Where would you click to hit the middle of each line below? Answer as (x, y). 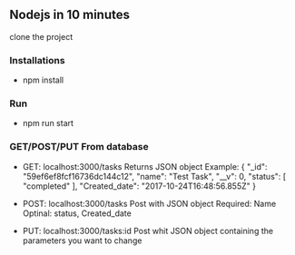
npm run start (48, 123)
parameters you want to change (82, 240)
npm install (43, 80)
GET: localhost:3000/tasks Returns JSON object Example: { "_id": (145, 166)
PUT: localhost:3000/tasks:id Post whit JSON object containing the (148, 230)
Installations (37, 60)
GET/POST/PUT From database (79, 147)
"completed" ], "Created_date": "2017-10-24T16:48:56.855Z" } (139, 186)
